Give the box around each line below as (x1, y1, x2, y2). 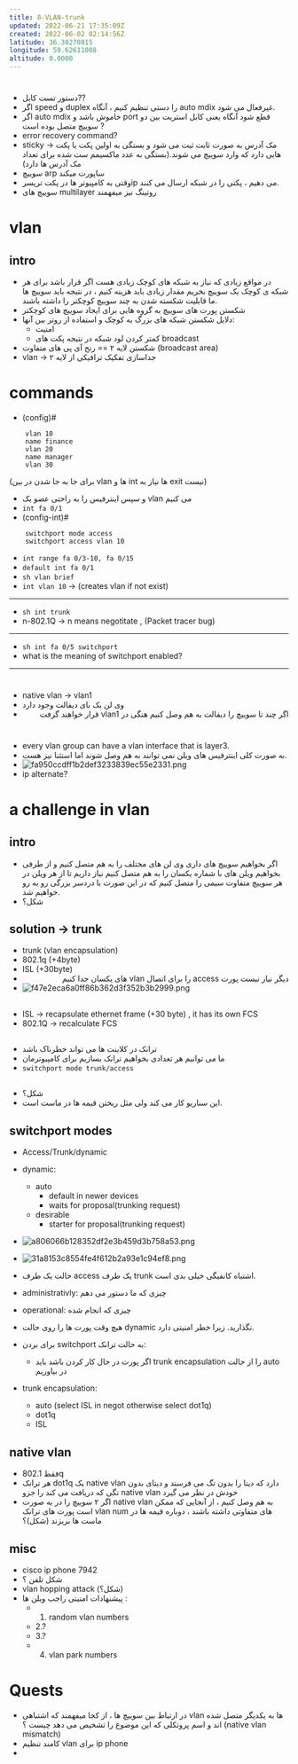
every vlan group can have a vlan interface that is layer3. (21, 740, 231, 750)
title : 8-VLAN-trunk (9, 12, 86, 22)
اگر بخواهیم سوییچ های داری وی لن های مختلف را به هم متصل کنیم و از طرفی (21, 858, 278, 869)
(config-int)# (21, 512, 69, 523)
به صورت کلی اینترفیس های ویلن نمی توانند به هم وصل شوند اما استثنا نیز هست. (21, 749, 288, 760)
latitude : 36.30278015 (9, 37, 93, 47)
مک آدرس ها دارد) (21, 159, 82, 169)
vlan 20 (25, 445, 53, 454)
